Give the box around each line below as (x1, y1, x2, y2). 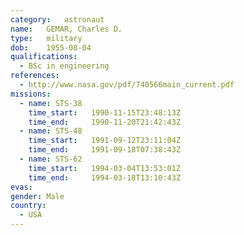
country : (10, 201, 47, 211)
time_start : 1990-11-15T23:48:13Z (28, 107, 182, 118)
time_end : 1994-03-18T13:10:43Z (28, 172, 182, 183)
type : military (10, 33, 83, 43)
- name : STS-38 (19, 98, 83, 108)
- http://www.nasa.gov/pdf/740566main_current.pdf (19, 80, 235, 90)
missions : (10, 89, 52, 99)
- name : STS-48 (19, 126, 83, 136)
